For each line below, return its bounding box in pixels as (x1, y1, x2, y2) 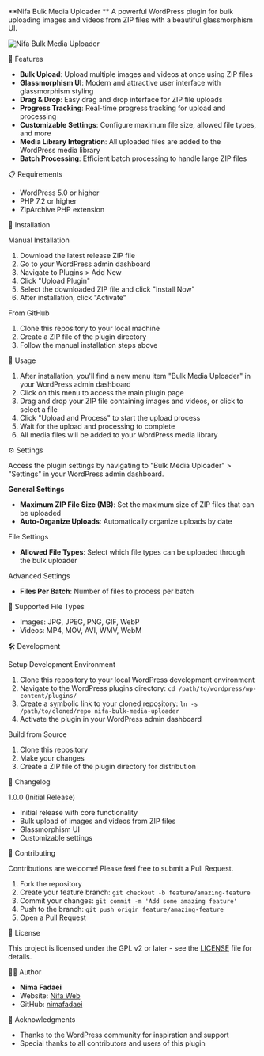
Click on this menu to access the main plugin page (19, 388, 184, 397)
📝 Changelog (8, 777, 51, 787)
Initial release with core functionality (19, 808, 138, 817)
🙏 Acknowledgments (8, 1015, 76, 1024)
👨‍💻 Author (8, 967, 42, 977)
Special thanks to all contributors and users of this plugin (19, 1039, 206, 1048)
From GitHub (8, 308, 50, 318)
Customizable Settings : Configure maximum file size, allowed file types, (19, 120, 257, 129)
